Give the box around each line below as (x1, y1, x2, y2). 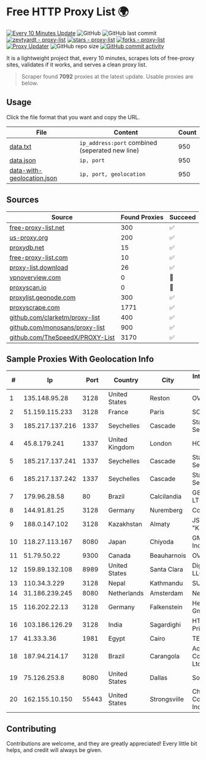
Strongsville (150, 695, 184, 703)
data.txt (9, 142, 32, 151)
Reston (150, 394, 170, 402)
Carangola (150, 652, 180, 660)
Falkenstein (150, 603, 183, 611)
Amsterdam (150, 589, 183, 598)
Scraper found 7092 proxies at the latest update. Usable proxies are (21, 72, 194, 80)
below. (21, 79, 39, 87)
